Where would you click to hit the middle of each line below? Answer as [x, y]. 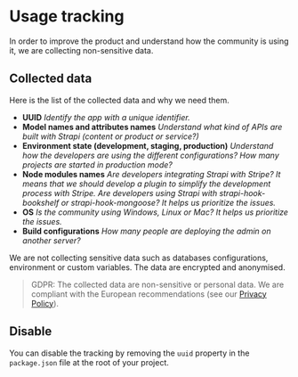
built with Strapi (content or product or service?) [111, 136]
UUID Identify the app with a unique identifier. [106, 117]
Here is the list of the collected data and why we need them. [119, 100]
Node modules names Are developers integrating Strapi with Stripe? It [151, 174]
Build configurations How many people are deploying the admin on [146, 231]
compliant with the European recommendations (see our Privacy [149, 294]
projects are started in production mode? [97, 164]
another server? [52, 240]
